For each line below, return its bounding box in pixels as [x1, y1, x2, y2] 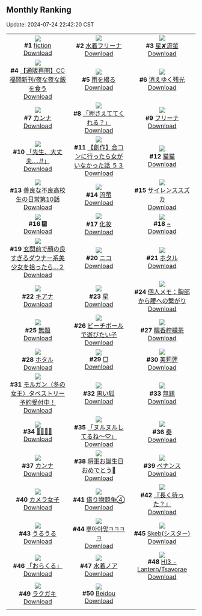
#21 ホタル [146, 254, 179, 262]
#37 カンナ [22, 461, 54, 470]
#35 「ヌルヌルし [74, 423, 124, 431]
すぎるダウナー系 [10, 254, 59, 262]
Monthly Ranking [6, 5, 72, 15]
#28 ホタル [22, 355, 54, 364]
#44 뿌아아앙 [73, 524, 109, 533]
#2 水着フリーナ [76, 42, 122, 50]
